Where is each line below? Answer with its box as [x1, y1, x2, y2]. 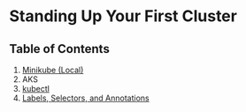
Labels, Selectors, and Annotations [21, 93, 150, 103]
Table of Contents [9, 41, 111, 56]
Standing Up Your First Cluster [9, 6, 237, 26]
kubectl [21, 84, 50, 93]
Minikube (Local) [21, 64, 84, 75]
